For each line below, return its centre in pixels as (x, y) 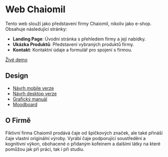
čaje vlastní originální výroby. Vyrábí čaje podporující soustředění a (76, 138)
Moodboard (25, 104)
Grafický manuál (30, 99)
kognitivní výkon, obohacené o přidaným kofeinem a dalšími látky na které (83, 144)
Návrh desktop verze (35, 94)
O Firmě (18, 120)
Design (17, 76)
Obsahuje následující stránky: (36, 29)
